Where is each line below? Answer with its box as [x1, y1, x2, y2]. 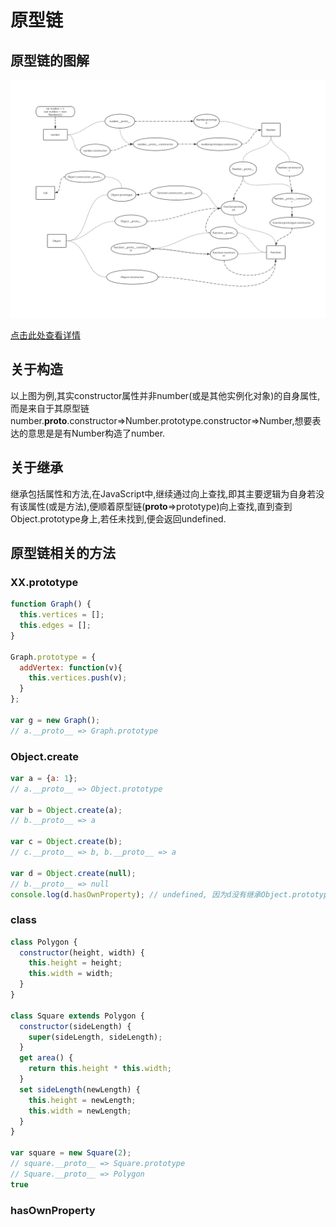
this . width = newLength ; [28, 1106, 132, 1116]
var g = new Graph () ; [10, 715, 101, 725]
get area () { [19, 1053, 74, 1063]
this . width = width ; [28, 969, 114, 979]
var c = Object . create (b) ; [10, 837, 123, 847]
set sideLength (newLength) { [19, 1084, 141, 1095]
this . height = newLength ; [28, 1095, 137, 1105]
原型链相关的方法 [10, 544, 116, 561]
